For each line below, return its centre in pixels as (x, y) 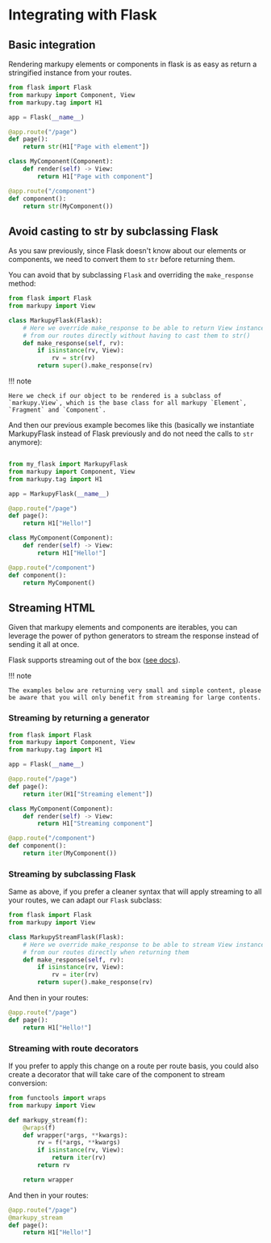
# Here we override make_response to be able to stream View (127, 945)
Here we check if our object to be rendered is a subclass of (115, 396)
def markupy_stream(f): (48, 1120)
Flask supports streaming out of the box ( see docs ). (94, 660)
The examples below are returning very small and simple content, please (135, 691)
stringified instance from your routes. (70, 73)
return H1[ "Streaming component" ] (95, 824)
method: (22, 284)
